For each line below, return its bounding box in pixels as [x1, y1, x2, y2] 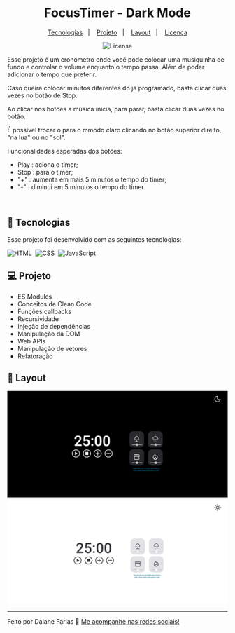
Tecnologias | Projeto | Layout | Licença [48, 28, 187, 36]
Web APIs [17, 336, 46, 345]
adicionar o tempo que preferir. [7, 70, 97, 79]
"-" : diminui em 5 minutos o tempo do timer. [17, 182, 145, 191]
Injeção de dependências [17, 322, 91, 330]
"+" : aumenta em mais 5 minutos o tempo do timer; [17, 175, 167, 184]
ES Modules [17, 292, 52, 301]
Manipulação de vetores [17, 344, 87, 353]
